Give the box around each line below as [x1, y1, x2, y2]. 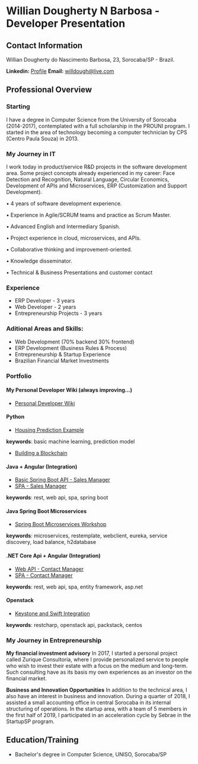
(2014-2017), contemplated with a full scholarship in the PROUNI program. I [6, 122, 190, 129]
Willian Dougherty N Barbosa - [6, 4, 160, 18]
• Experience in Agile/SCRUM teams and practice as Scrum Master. [6, 211, 171, 218]
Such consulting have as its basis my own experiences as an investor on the [6, 668, 192, 676]
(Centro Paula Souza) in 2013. [6, 135, 79, 142]
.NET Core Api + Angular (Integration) [6, 552, 101, 559]
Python [6, 413, 25, 421]
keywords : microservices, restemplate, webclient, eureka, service [6, 532, 168, 539]
